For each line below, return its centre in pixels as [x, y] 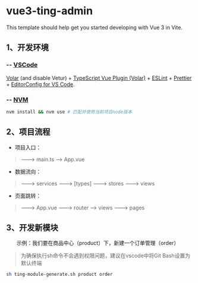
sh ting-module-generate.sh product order [59, 275]
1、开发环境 [28, 48]
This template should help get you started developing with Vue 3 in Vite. [95, 27]
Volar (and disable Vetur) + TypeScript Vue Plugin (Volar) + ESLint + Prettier [99, 78]
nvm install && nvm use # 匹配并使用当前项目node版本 [69, 112]
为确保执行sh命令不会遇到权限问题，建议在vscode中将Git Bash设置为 [105, 256]
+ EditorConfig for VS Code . [41, 84]
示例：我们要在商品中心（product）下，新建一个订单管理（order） [98, 243]
